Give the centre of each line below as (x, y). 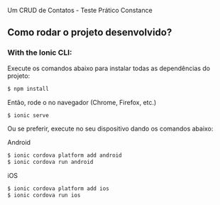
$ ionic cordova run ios (44, 195)
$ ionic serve (28, 115)
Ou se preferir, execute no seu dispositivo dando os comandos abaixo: (110, 129)
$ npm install (28, 89)
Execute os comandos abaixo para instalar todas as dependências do (109, 68)
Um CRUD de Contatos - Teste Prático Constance (80, 10)
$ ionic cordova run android (50, 162)
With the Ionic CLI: (40, 52)
